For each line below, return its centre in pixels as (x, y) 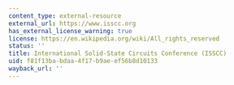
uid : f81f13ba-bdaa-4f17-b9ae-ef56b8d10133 (83, 62)
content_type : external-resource (65, 16)
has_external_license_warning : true (70, 31)
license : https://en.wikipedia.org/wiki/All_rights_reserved (114, 38)
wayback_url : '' (36, 69)
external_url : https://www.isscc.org (72, 23)
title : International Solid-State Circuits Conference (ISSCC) (118, 53)
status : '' (27, 46)
